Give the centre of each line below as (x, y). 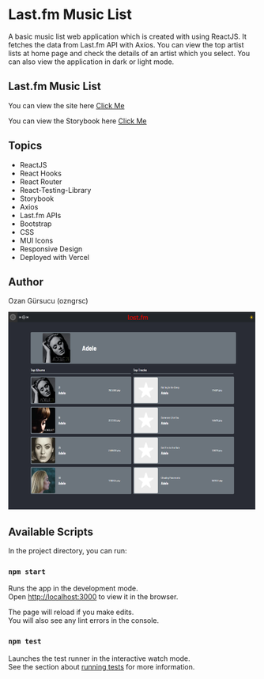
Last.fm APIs (40, 215)
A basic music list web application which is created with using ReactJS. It (127, 36)
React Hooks (40, 173)
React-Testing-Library (55, 190)
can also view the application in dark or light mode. (91, 62)
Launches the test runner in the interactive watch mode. (100, 658)
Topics (25, 146)
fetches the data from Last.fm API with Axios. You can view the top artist (126, 44)
